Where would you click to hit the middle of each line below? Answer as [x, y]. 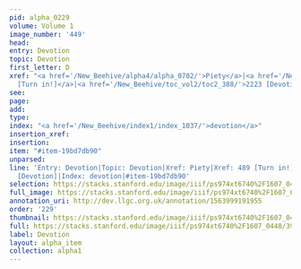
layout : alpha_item [46, 243]
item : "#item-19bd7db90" [56, 151]
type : [19, 117]
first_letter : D [39, 68]
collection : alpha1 [46, 251]
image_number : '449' [48, 34]
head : [19, 43]
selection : [30, 185]
